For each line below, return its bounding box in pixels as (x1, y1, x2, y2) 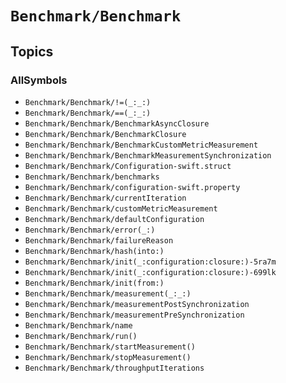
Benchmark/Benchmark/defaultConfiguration (24, 214, 205, 224)
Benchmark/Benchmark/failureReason (24, 235, 174, 246)
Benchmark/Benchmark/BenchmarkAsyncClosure (24, 118, 210, 129)
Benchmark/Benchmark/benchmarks (24, 172, 160, 182)
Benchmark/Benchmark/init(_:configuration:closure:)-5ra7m (24, 257, 277, 267)
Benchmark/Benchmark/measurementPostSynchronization (24, 299, 250, 309)
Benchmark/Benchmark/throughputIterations (24, 363, 205, 373)
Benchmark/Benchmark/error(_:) (24, 225, 156, 235)
